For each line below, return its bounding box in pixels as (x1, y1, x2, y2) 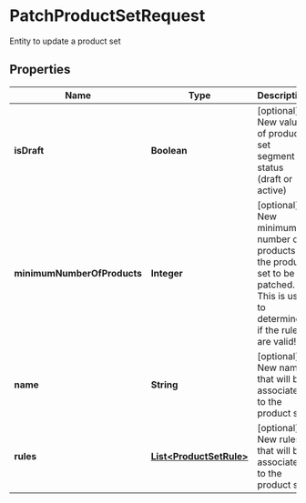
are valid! (257, 335, 297, 347)
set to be (257, 267, 295, 279)
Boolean (150, 144, 188, 156)
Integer (150, 267, 184, 279)
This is (257, 289, 285, 302)
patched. (257, 278, 296, 291)
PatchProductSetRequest (9, 5, 206, 26)
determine (257, 312, 301, 325)
